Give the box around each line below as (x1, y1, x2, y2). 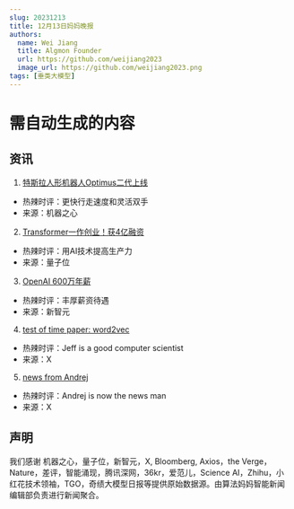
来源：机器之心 (22, 207, 78, 218)
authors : (9, 30, 42, 39)
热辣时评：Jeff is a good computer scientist (22, 342, 184, 353)
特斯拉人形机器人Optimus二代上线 (22, 177, 148, 188)
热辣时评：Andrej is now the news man (22, 390, 167, 400)
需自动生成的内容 (9, 113, 136, 133)
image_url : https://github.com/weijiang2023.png (17, 64, 203, 73)
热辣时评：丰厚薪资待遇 (22, 294, 109, 305)
